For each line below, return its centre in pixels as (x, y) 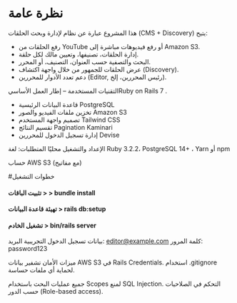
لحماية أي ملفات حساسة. (42, 270)
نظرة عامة (36, 13)
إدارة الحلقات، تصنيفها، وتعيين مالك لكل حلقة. (79, 54)
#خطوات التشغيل (31, 176)
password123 (28, 249)
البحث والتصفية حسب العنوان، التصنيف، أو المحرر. (85, 61)
